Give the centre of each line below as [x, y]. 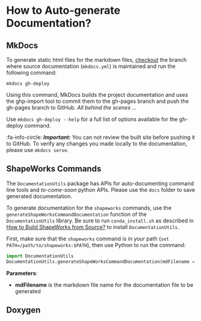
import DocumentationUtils [40, 256]
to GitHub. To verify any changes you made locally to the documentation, [97, 144]
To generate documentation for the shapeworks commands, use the [89, 207]
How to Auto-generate [63, 11]
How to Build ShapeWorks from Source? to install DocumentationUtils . [93, 227]
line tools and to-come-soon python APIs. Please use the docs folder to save [101, 189]
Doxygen [23, 310]
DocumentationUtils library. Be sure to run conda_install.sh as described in [100, 221]
